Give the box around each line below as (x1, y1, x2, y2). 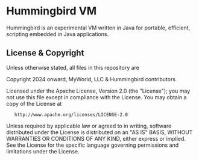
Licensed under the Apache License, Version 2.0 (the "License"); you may (6, 87, 191, 94)
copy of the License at (6, 100, 62, 107)
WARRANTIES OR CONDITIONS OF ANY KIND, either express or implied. (6, 135, 186, 142)
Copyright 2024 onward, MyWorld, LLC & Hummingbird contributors (6, 75, 176, 82)
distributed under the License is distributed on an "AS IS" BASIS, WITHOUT (6, 128, 193, 136)
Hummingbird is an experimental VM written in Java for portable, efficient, (6, 24, 191, 31)
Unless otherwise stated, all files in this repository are (6, 64, 140, 71)
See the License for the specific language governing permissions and (6, 141, 179, 149)
